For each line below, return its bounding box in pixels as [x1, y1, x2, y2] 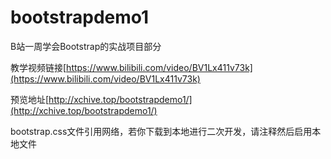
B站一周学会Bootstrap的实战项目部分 [10, 40, 162, 52]
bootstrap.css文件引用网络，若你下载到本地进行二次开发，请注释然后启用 [10, 125, 313, 137]
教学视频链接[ [10, 61, 67, 73]
